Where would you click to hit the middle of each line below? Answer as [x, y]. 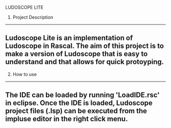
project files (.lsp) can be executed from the [76, 111]
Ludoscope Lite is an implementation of [69, 38]
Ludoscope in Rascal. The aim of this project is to [85, 46]
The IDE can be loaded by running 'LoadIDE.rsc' [82, 95]
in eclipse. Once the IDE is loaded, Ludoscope [79, 103]
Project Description [33, 17]
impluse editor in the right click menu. [67, 119]
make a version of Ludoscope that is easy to [77, 54]
